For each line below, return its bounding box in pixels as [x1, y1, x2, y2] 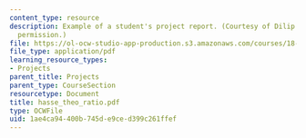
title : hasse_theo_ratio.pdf [9, 97, 120, 107]
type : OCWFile [9, 106, 64, 115]
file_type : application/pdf [9, 47, 117, 56]
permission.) [17, 30, 67, 39]
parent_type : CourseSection [9, 81, 117, 90]
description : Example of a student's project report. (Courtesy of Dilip [9, 22, 296, 31]
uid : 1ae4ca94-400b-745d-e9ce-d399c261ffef [9, 114, 178, 123]
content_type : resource [9, 13, 100, 23]
